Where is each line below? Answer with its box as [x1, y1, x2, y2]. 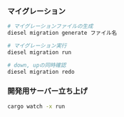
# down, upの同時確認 [7, 62, 66, 69]
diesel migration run [7, 48, 72, 56]
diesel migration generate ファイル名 [7, 30, 118, 37]
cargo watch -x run [7, 103, 66, 110]
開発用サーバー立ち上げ [7, 87, 88, 96]
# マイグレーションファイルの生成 [7, 23, 93, 30]
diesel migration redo [7, 68, 75, 75]
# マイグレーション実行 [7, 43, 67, 50]
